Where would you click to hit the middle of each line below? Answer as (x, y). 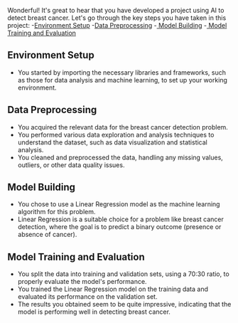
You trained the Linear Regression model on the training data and (113, 289)
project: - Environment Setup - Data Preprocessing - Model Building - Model (117, 25)
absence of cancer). (47, 235)
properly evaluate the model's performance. (82, 282)
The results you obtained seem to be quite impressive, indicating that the (124, 305)
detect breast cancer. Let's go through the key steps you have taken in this (117, 18)
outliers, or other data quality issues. (71, 165)
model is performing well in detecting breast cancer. (94, 312)
